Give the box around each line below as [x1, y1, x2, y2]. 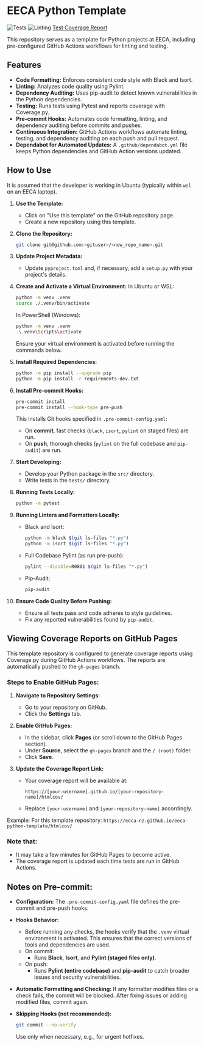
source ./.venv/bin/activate [15, 300, 90, 307]
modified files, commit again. [15, 998, 89, 1006]
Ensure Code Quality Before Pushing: [15, 597, 112, 605]
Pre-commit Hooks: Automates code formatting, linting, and [15, 115, 167, 122]
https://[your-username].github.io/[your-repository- [24, 788, 164, 794]
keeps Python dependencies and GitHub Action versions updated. [15, 147, 182, 154]
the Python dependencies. [15, 95, 82, 103]
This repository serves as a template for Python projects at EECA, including [7, 35, 195, 43]
